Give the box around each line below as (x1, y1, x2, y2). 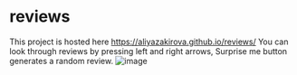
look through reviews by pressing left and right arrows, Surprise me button (9, 45, 288, 56)
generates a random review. (9, 55, 114, 66)
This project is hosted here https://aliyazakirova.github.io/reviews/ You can (9, 36, 289, 47)
